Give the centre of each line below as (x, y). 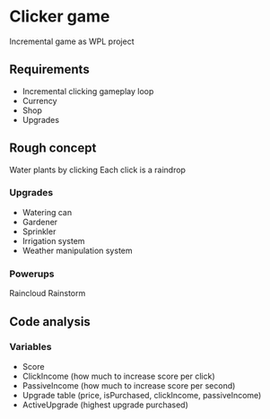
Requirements (49, 70)
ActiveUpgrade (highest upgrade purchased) (105, 405)
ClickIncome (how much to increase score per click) (118, 376)
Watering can (47, 212)
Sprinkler (39, 231)
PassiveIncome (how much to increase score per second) (129, 385)
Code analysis (50, 322)
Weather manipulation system (77, 250)
